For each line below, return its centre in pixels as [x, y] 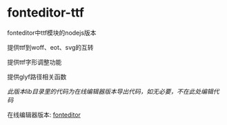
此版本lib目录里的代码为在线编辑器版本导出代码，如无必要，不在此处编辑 [110, 91]
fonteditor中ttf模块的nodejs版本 [52, 32]
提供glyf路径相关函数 [37, 77]
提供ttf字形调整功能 [34, 62]
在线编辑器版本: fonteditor [44, 115]
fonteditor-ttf [46, 13]
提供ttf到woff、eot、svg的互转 [51, 47]
